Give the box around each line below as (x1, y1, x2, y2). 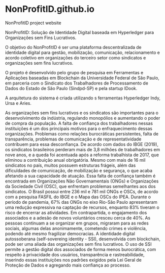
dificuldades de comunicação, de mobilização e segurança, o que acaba (5, 167, 153, 174)
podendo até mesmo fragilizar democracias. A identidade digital (5, 230, 135, 236)
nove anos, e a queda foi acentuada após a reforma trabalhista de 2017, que (5, 152, 159, 158)
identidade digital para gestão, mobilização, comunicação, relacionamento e (5, 49, 160, 55)
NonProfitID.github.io (5, 3, 95, 15)
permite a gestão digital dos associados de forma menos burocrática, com (5, 246, 156, 252)
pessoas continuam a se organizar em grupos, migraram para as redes (5, 220, 149, 226)
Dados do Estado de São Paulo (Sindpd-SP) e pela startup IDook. (5, 85, 138, 91)
